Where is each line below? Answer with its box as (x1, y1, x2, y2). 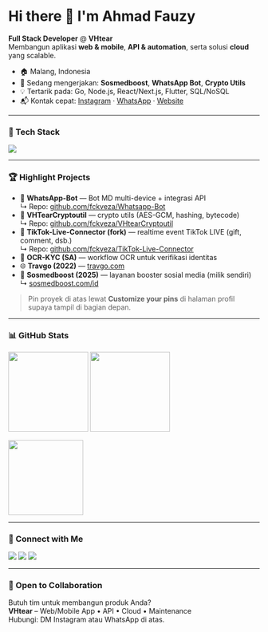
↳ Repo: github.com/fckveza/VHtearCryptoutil (19, 219, 174, 228)
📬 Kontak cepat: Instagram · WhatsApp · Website (19, 96, 184, 105)
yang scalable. (8, 50, 57, 60)
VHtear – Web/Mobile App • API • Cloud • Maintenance (8, 606, 192, 616)
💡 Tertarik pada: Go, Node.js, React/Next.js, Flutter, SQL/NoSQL (19, 86, 230, 96)
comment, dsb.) (19, 235, 73, 245)
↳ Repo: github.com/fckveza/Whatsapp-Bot (19, 201, 166, 211)
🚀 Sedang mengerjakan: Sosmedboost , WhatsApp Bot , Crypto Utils (19, 77, 246, 87)
